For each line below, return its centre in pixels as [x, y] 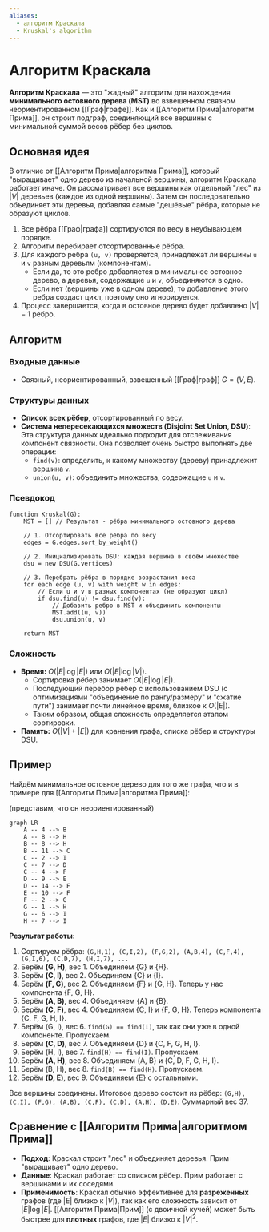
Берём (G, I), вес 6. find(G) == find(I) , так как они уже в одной [130, 1026]
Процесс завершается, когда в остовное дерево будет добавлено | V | [140, 306]
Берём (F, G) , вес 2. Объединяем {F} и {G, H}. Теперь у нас [122, 984]
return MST [42, 634]
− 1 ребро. [38, 314]
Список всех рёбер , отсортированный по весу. [102, 418]
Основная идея [50, 152]
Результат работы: [42, 936]
